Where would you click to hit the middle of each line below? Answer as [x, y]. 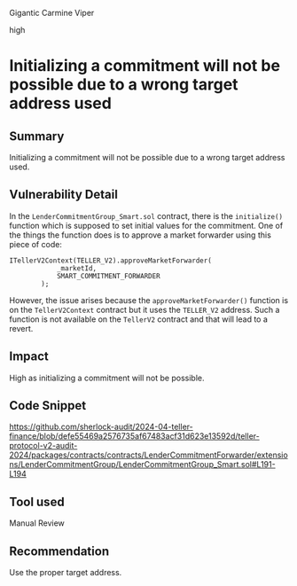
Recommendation [59, 551]
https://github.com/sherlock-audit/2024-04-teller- [101, 427]
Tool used [37, 501]
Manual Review [37, 523]
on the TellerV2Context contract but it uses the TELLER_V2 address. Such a [145, 309]
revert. [21, 328]
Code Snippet [48, 406]
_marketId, [77, 268]
